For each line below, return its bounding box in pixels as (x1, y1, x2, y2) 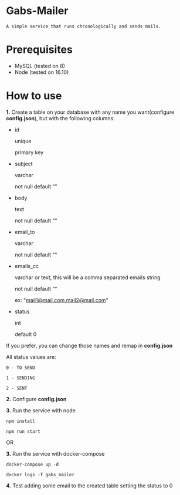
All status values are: (6, 353, 57, 360)
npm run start (6, 428, 41, 435)
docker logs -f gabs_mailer (6, 472, 75, 477)
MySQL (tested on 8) (14, 62, 66, 69)
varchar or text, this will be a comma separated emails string (14, 274, 161, 281)
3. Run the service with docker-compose (6, 450, 105, 457)
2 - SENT (6, 385, 28, 391)
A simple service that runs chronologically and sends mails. (6, 23, 161, 29)
